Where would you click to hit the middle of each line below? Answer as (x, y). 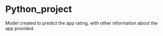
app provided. (20, 28)
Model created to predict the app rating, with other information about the (81, 23)
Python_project (39, 9)
